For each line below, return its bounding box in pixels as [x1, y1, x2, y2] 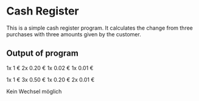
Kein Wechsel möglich [6, 88, 62, 95]
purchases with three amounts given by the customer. [6, 30, 141, 37]
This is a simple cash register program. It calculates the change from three [6, 24, 194, 31]
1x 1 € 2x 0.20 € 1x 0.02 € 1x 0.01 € [6, 64, 94, 71]
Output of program [6, 48, 79, 59]
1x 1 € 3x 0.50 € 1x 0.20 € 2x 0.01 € [6, 76, 95, 83]
